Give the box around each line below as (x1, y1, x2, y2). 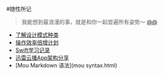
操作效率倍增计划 (15, 39, 59, 46)
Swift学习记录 (15, 46, 50, 54)
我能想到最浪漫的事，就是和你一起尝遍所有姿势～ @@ (21, 18, 158, 26)
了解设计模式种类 (15, 31, 59, 38)
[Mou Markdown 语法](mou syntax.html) (15, 62, 118, 69)
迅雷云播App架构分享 (15, 54, 69, 61)
